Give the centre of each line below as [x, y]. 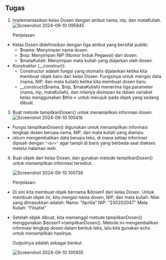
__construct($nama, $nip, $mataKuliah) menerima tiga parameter [86, 87]
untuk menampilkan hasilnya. [42, 233]
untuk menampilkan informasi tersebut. [52, 163]
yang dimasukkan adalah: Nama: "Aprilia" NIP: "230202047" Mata [80, 202]
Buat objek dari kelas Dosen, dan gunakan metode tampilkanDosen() [83, 158]
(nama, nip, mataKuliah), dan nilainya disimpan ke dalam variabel [86, 92]
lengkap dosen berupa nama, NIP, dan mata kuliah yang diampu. [79, 132]
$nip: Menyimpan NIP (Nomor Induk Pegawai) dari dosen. [79, 55]
